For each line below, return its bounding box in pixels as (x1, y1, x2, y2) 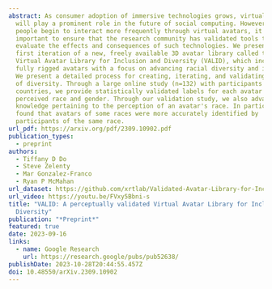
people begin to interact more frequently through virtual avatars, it (15, 27, 263, 35)
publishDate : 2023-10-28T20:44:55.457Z (8, 260, 143, 268)
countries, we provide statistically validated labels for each (15, 87, 237, 96)
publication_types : (8, 132, 74, 140)
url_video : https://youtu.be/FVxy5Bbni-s (8, 192, 151, 201)
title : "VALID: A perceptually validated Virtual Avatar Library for (8, 200, 249, 208)
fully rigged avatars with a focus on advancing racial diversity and (15, 65, 259, 73)
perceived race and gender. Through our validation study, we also (15, 95, 249, 103)
